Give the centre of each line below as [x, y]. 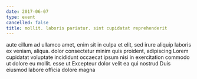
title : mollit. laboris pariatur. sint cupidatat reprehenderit [87, 28]
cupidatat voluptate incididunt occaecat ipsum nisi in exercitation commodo [98, 57]
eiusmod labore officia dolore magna [51, 70]
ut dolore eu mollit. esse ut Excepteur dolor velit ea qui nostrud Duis [88, 64]
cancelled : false [27, 22]
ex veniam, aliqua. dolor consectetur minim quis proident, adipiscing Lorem [97, 51]
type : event [21, 17]
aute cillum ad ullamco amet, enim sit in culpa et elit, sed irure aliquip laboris [99, 45]
